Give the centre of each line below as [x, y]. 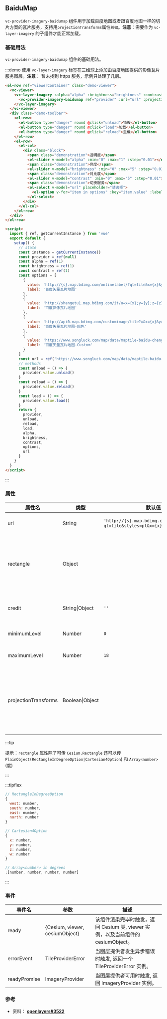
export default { [28, 238]
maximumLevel [25, 655]
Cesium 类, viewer [123, 927]
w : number [20, 854]
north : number [24, 817]
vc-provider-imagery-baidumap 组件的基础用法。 [54, 59]
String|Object [78, 608]
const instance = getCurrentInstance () [59, 252]
